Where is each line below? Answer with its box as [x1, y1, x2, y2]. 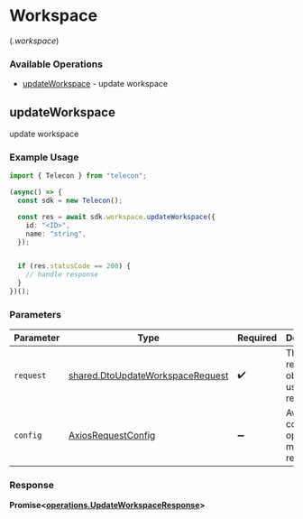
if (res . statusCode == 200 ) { [17, 262, 131, 271]
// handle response [25, 270, 99, 280]
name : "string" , [25, 229, 87, 238]
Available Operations [9, 58, 104, 70]
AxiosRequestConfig [68, 430, 156, 442]
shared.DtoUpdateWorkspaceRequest [68, 369, 229, 382]
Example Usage [9, 151, 79, 163]
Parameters [9, 308, 61, 320]
